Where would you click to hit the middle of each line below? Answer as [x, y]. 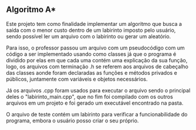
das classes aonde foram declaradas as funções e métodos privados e [92, 72]
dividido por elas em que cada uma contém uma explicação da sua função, [97, 60]
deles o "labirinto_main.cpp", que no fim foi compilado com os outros [89, 96]
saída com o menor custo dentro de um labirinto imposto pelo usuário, [91, 30]
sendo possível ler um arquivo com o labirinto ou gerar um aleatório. [89, 36]
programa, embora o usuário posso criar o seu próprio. [72, 121]
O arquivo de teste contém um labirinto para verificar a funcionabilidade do [97, 114]
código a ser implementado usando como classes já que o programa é [91, 54]
